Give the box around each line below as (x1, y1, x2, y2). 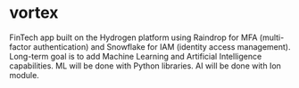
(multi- (259, 32, 285, 43)
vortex (9, 3, 59, 23)
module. (9, 69, 40, 80)
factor (9, 41, 31, 52)
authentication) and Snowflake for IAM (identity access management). (32, 41, 292, 52)
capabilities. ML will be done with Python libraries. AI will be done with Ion (9, 60, 281, 71)
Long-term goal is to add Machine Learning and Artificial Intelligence (9, 51, 262, 61)
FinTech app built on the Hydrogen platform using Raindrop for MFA (9, 32, 258, 43)
